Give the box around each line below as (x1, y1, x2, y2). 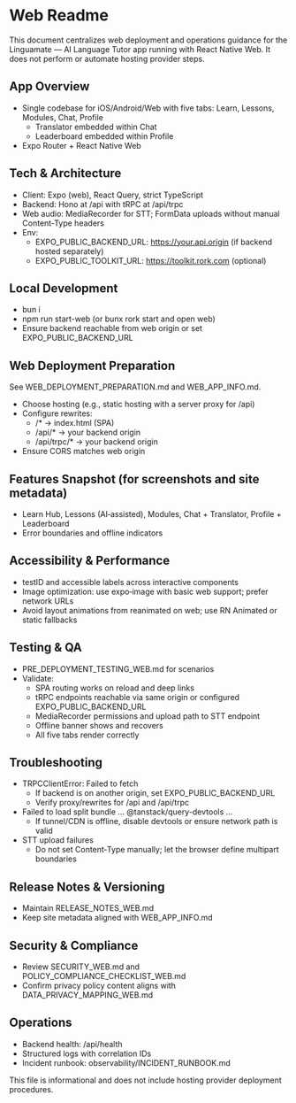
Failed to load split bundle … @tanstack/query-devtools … (21, 806, 233, 817)
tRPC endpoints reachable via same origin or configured (34, 691, 240, 702)
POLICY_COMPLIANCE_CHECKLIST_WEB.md (21, 971, 186, 982)
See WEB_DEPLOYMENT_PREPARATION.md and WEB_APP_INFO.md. (9, 382, 262, 392)
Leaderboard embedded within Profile (34, 130, 174, 142)
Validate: (21, 673, 55, 683)
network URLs (21, 595, 74, 606)
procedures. (9, 1084, 54, 1094)
